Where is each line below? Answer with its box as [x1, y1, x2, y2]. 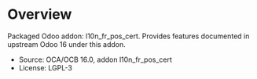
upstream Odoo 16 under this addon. [7, 39, 127, 48]
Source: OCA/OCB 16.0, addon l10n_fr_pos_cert [18, 55, 172, 64]
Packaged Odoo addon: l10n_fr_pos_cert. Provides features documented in [7, 31, 250, 41]
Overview [7, 5, 72, 23]
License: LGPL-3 [18, 63, 72, 72]
